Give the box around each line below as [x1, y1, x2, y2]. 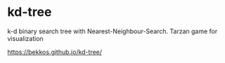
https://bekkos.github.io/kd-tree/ [7, 48, 103, 56]
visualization [7, 34, 44, 42]
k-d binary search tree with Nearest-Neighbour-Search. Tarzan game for [7, 27, 218, 35]
